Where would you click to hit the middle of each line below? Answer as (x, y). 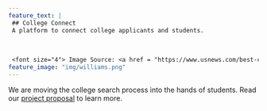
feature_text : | (35, 15)
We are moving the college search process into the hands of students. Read (132, 90)
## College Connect (44, 23)
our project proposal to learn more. (66, 98)
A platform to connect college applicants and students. (108, 30)
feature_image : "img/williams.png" (67, 67)
